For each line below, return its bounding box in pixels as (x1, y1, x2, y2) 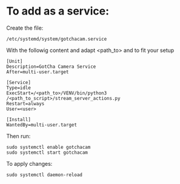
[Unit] (6, 58, 23, 64)
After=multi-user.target (6, 68, 69, 75)
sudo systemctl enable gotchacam (6, 144, 91, 150)
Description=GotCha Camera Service (6, 64, 96, 70)
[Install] (6, 116, 32, 122)
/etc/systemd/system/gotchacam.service (6, 36, 107, 42)
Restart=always (6, 100, 45, 107)
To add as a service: (6, 4, 110, 18)
